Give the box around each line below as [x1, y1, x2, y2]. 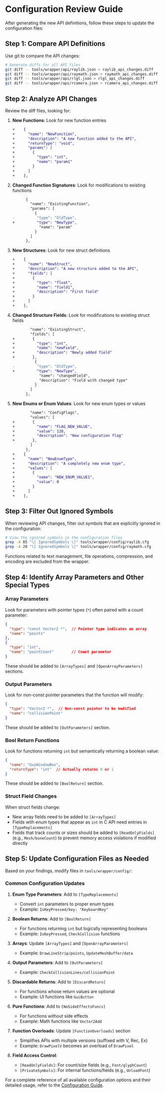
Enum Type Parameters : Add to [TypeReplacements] [12, 891, 119, 897]
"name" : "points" [9, 631, 45, 636]
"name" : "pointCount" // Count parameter [9, 649, 112, 655]
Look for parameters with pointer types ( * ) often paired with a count [5, 607, 143, 613]
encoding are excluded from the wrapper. [5, 558, 90, 564]
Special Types [5, 581, 50, 589]
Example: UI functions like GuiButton [19, 994, 94, 1000]
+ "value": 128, [12, 428, 66, 434]
